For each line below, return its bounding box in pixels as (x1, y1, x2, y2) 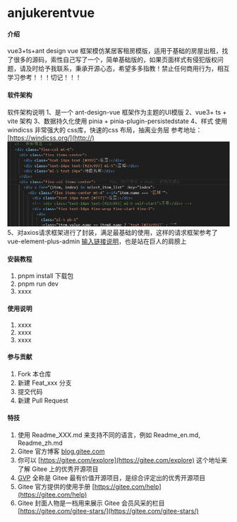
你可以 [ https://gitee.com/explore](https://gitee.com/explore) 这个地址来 (17, 456, 228, 465)
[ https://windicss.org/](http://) (7, 133, 95, 142)
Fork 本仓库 (17, 369, 51, 378)
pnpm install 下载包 (17, 272, 74, 280)
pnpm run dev (17, 279, 59, 288)
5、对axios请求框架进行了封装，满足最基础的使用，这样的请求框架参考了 (7, 228, 218, 237)
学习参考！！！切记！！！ (7, 73, 82, 82)
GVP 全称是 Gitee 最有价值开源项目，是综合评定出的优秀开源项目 (17, 474, 206, 482)
